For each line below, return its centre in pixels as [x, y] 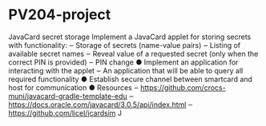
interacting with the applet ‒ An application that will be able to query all [126, 70]
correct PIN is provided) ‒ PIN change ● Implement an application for [123, 62]
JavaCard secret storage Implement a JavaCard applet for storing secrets [130, 37]
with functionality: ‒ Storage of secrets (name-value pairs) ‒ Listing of [125, 45]
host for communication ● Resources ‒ [73, 87]
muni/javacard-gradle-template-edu [68, 96]
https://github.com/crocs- [183, 87]
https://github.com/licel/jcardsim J [65, 112]
